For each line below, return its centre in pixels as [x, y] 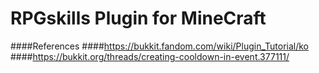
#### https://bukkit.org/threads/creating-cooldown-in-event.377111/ [150, 56]
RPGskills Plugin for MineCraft [138, 18]
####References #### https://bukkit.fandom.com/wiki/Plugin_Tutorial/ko [159, 46]
